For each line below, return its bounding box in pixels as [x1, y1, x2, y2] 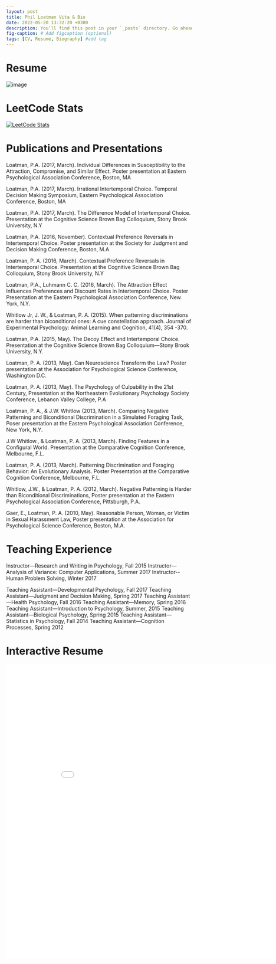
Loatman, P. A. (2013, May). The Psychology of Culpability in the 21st [6, 383, 174, 390]
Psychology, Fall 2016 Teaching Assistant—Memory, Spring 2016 [28, 598, 186, 605]
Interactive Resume [6, 644, 104, 658]
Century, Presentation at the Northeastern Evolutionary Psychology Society [6, 389, 190, 396]
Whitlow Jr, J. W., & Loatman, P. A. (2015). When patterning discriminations [6, 311, 189, 319]
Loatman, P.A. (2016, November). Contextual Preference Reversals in [6, 233, 173, 240]
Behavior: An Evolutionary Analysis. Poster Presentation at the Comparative [6, 467, 190, 475]
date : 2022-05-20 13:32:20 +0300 [6, 19, 88, 25]
